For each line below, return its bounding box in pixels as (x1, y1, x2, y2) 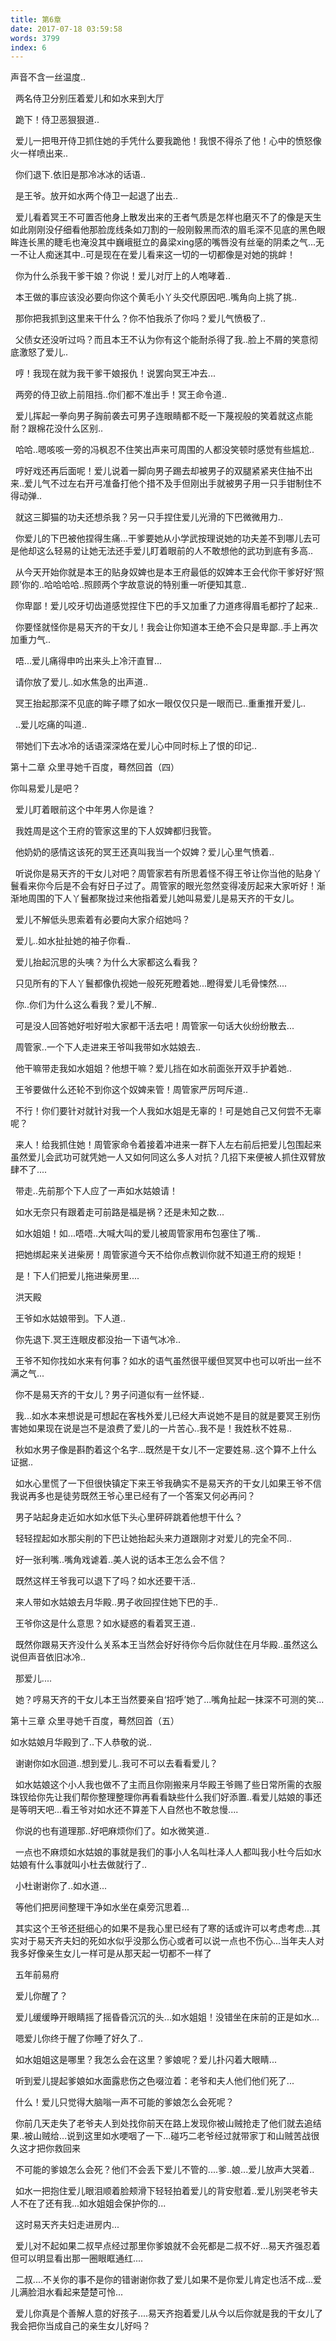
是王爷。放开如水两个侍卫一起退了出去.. (14, 190, 178, 202)
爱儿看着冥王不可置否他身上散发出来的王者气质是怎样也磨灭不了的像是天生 (14, 211, 322, 223)
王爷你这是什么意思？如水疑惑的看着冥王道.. (14, 1617, 196, 1630)
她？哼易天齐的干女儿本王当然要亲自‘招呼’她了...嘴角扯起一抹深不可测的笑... (14, 1694, 325, 1706)
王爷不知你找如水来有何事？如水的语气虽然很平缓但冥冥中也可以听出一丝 (14, 1355, 313, 1367)
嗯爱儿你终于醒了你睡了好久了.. (14, 2032, 143, 2045)
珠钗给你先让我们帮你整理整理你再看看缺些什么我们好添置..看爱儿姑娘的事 (10, 1791, 314, 1803)
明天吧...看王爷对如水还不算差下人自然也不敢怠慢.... (27, 1804, 239, 1816)
